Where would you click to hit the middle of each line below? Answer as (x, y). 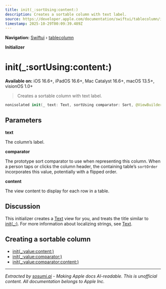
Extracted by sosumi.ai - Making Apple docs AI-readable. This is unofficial (81, 276)
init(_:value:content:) (33, 251)
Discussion (23, 206)
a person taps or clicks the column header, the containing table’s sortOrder (82, 166)
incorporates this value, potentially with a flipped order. (61, 172)
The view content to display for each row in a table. (57, 191)
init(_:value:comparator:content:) (45, 262)
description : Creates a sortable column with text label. (66, 14)
